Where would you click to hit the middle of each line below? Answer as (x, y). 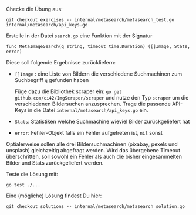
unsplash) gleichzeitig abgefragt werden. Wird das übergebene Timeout (93, 150)
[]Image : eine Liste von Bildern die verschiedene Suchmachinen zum (98, 74)
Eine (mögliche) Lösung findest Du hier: (54, 196)
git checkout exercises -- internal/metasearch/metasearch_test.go (90, 20)
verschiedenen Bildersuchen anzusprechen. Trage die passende (93, 104)
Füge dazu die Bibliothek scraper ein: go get (68, 91)
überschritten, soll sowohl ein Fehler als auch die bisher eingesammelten (94, 156)
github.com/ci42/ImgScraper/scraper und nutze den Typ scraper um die (102, 98)
